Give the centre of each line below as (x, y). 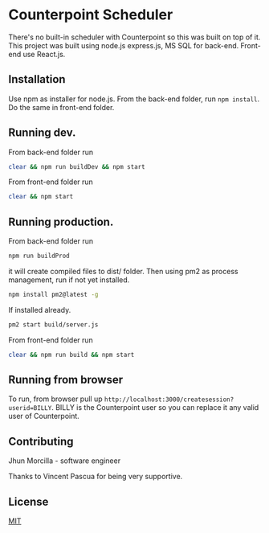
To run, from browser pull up (55, 399)
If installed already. (40, 310)
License (29, 501)
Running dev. (42, 133)
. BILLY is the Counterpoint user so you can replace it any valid (155, 408)
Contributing (41, 441)
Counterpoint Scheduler (91, 15)
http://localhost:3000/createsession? (169, 400)
